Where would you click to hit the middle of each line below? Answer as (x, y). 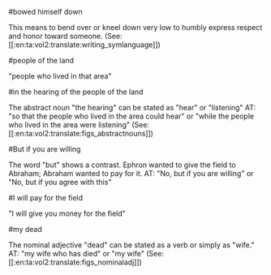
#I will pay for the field (46, 198)
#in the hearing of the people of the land (76, 92)
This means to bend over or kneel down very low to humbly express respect (135, 27)
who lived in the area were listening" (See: (79, 125)
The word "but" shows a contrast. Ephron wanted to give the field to (123, 165)
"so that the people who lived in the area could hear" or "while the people (131, 116)
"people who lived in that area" (60, 76)
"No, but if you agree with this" (60, 182)
